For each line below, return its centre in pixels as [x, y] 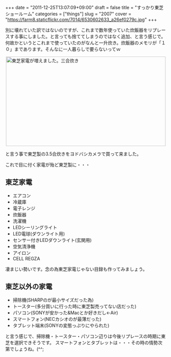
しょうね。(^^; [29, 349]
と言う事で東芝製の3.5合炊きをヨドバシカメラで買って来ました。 [73, 154]
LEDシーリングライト [35, 227]
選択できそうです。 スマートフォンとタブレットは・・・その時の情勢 [86, 342]
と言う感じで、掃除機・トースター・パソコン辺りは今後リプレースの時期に [83, 336]
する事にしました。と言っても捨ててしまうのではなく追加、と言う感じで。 [88, 36]
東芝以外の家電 [29, 287]
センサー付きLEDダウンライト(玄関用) [52, 240]
